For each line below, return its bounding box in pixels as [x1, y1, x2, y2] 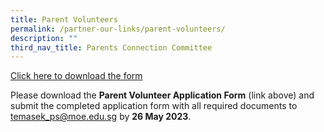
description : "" [10, 33, 78, 43]
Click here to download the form [10, 70, 143, 82]
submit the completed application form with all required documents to [10, 100, 298, 112]
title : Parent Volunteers [10, 14, 118, 25]
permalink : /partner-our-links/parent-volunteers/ [10, 24, 226, 34]
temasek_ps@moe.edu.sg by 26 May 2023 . [10, 111, 192, 123]
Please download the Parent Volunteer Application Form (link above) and [10, 89, 315, 101]
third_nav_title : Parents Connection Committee [10, 42, 213, 53]
